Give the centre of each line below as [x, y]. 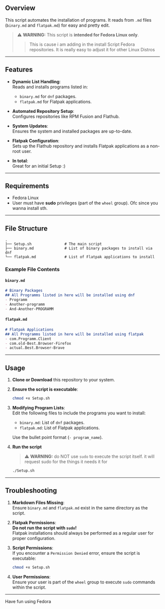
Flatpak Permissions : [34, 522]
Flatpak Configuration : [36, 140]
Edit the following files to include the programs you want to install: [79, 413]
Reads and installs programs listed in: [50, 87]
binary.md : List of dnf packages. [52, 423]
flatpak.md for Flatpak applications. [55, 101]
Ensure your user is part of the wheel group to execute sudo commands [84, 582]
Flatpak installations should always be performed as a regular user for [83, 533]
